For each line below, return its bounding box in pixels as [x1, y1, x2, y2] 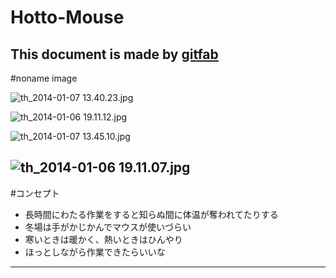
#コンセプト [10, 187, 60, 199]
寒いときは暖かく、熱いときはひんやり [24, 233, 183, 245]
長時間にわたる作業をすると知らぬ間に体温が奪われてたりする [24, 208, 279, 220]
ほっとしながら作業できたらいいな [24, 246, 166, 258]
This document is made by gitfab [10, 46, 219, 63]
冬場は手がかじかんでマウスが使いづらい [24, 221, 192, 233]
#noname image [10, 72, 78, 84]
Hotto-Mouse [10, 6, 125, 29]
